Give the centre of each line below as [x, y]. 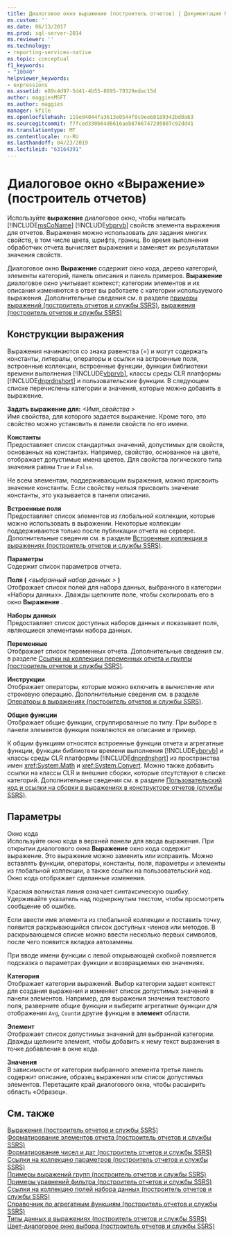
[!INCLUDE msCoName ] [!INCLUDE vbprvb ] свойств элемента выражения [114, 225]
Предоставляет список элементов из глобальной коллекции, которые [111, 516]
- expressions [28, 85]
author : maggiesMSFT [37, 98]
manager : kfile [29, 111]
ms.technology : [29, 46]
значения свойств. [35, 254]
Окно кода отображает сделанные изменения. [76, 878]
